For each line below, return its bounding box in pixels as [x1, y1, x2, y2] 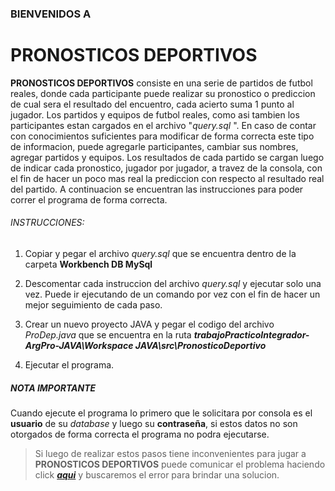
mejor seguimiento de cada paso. [24, 299, 163, 311]
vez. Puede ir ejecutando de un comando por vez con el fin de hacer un [24, 288, 321, 301]
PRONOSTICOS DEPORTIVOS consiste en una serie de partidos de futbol [10, 77, 313, 89]
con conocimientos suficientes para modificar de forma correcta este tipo [10, 130, 315, 142]
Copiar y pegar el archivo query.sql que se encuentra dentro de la [24, 248, 297, 260]
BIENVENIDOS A [10, 7, 92, 21]
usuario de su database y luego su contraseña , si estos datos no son [10, 418, 298, 430]
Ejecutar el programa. [24, 359, 115, 371]
